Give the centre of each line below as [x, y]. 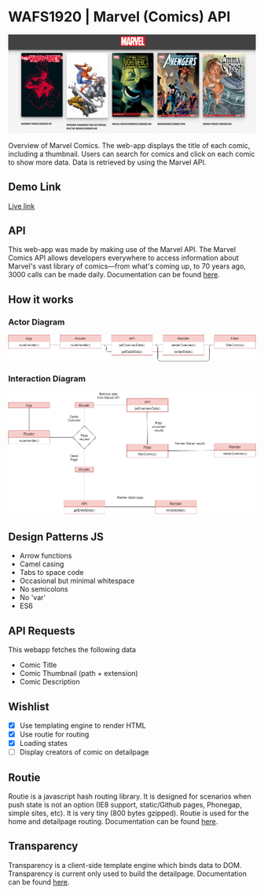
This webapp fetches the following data [72, 650]
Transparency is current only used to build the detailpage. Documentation [128, 874]
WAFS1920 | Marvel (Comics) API [119, 17]
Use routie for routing [54, 734]
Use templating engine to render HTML [83, 725]
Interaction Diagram [47, 379]
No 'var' [33, 598]
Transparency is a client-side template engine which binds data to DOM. [125, 865]
